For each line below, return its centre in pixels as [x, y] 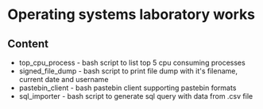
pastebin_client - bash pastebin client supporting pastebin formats [128, 88]
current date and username [64, 79]
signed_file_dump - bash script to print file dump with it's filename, [128, 71]
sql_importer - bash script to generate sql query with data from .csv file [136, 96]
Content [28, 44]
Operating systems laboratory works [131, 15]
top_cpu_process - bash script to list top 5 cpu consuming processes [132, 62]
